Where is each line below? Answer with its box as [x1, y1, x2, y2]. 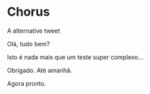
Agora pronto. [7, 79, 46, 87]
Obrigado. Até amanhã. [7, 66, 72, 74]
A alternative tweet [7, 27, 60, 35]
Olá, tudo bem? [7, 40, 50, 48]
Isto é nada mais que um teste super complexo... [7, 52, 144, 61]
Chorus [7, 4, 50, 20]
